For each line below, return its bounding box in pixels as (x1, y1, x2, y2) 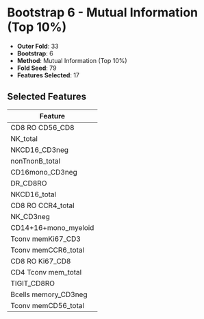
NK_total (10, 133, 38, 143)
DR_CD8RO (10, 178, 47, 188)
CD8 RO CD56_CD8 (10, 123, 75, 132)
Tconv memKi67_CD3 (10, 234, 81, 244)
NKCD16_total (10, 190, 57, 199)
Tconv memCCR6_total (10, 245, 84, 255)
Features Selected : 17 (16, 71, 80, 79)
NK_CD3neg (10, 212, 50, 221)
